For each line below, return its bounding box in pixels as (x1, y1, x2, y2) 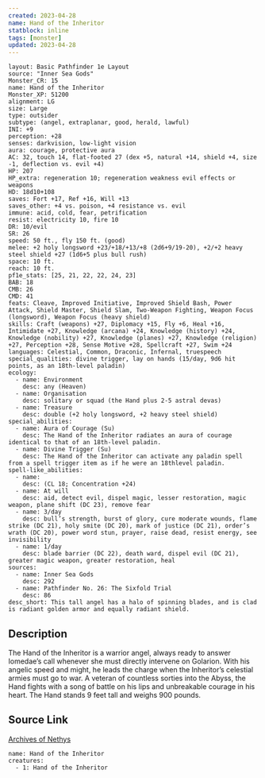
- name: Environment (15, 376, 83, 384)
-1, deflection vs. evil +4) (8, 161, 105, 168)
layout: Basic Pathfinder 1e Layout (8, 63, 129, 72)
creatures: (8, 757, 44, 764)
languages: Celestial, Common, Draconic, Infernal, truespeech (8, 348, 222, 356)
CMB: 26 (8, 285, 34, 294)
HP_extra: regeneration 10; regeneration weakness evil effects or (8, 174, 236, 183)
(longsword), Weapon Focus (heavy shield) (8, 313, 151, 322)
